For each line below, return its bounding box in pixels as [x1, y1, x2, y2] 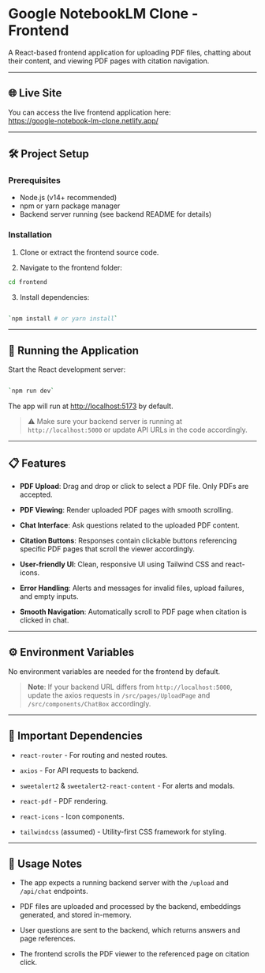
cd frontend [8, 278, 47, 286]
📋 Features [8, 456, 66, 470]
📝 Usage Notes [8, 858, 83, 870]
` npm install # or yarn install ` [8, 314, 118, 323]
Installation [8, 229, 53, 240]
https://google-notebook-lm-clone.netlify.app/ [8, 115, 159, 125]
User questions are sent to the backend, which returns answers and [19, 926, 241, 935]
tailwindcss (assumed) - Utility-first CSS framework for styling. [19, 827, 227, 836]
